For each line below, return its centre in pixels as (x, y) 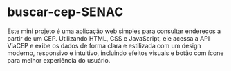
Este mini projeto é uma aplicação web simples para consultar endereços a (114, 31)
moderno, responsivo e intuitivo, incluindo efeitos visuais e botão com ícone (115, 53)
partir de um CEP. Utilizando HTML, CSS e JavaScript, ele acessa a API (109, 38)
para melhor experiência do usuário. (59, 60)
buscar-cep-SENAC (65, 12)
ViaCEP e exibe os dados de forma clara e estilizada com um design (104, 45)
